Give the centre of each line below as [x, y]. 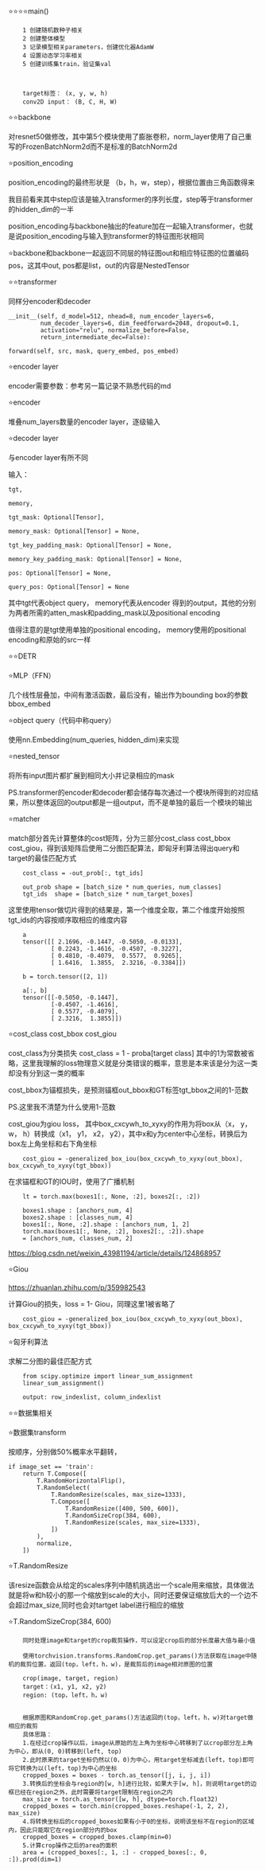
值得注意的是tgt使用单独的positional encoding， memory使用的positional [127, 630]
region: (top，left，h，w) [66, 1695]
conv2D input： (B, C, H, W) [70, 102]
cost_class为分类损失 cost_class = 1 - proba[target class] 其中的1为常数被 [128, 1053]
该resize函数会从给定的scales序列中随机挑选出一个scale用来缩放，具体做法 [131, 1585]
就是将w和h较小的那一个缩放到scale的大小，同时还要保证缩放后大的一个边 [130, 1595]
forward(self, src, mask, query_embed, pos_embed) [94, 351]
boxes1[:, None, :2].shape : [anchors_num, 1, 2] [106, 1225]
